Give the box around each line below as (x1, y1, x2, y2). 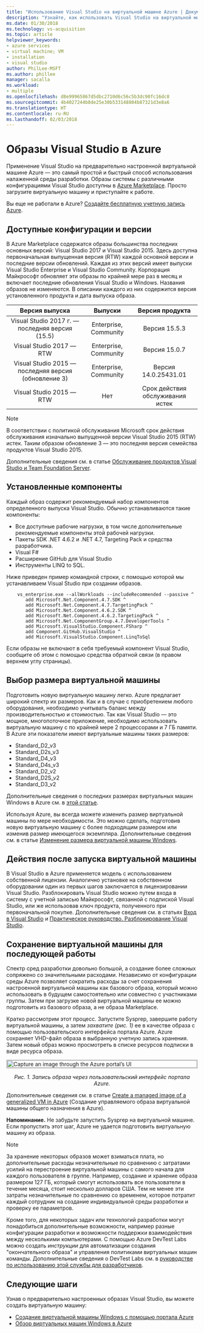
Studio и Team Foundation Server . (6, 464, 92, 471)
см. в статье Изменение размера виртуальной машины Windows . (6, 836, 177, 843)
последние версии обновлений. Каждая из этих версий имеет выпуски (6, 259, 192, 267)
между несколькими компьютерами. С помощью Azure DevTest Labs (6, 1236, 187, 1243)
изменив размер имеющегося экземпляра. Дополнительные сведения (6, 830, 191, 837)
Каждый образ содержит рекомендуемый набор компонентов (6, 498, 169, 505)
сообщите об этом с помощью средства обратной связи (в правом (6, 651, 182, 658)
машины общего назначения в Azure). (6, 1105, 105, 1112)
